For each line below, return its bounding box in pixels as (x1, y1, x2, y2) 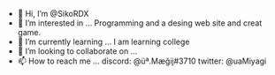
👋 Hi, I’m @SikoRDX (17, 9, 89, 19)
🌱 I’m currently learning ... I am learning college (17, 36, 190, 47)
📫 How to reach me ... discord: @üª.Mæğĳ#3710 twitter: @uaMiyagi (17, 56, 267, 66)
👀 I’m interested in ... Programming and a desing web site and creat (17, 18, 263, 28)
